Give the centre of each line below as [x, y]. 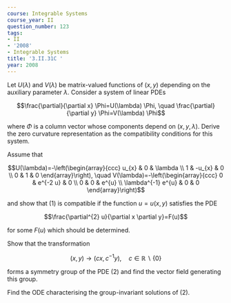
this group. [22, 279]
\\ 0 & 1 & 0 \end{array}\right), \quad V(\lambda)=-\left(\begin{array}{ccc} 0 [116, 175]
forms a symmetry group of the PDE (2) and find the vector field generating [114, 272]
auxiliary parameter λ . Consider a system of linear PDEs [87, 92]
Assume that [25, 154]
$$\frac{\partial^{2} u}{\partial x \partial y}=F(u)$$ [116, 217]
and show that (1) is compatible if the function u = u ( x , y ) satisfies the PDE [112, 203]
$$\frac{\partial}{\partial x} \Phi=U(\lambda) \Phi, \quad [96, 105]
